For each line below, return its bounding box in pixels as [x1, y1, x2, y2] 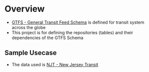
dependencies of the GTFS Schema [11, 35, 84, 41]
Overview [4, 3, 45, 14]
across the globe [11, 24, 46, 30]
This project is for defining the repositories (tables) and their [11, 29, 133, 35]
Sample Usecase [4, 49, 57, 57]
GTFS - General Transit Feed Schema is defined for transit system [11, 19, 145, 25]
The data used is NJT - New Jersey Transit [11, 61, 99, 67]
